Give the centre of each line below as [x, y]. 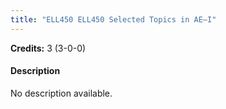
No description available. [61, 93]
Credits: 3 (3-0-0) [48, 48]
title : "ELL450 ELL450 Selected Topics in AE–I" [113, 19]
